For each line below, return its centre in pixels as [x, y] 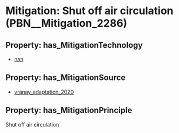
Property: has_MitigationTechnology [74, 45]
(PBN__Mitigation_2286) [67, 23]
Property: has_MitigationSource [66, 78]
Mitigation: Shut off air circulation [89, 11]
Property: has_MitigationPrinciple [69, 110]
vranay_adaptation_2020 [44, 92]
